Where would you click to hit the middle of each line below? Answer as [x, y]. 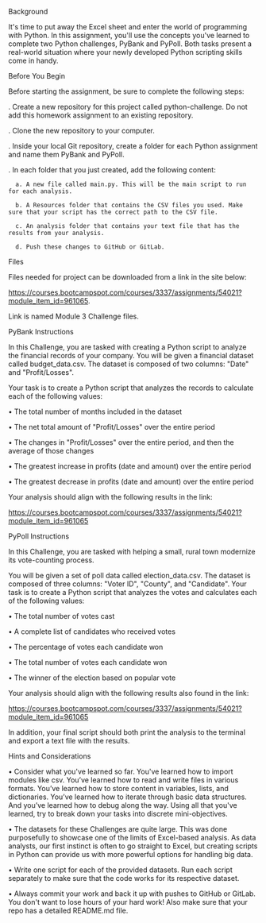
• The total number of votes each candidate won [88, 662]
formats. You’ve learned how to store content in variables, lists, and [118, 788]
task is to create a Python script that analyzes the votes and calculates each [133, 592]
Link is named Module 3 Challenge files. [73, 316]
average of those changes [51, 451]
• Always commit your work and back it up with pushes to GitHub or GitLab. [132, 894]
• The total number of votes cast [62, 616]
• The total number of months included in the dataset [95, 411]
